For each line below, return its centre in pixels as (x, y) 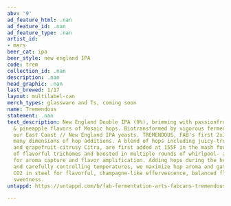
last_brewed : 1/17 (33, 90)
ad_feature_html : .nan (40, 20)
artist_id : (23, 39)
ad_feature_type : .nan (40, 33)
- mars (16, 45)
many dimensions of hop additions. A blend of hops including (104, 141)
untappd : (20, 186)
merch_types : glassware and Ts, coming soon (72, 103)
